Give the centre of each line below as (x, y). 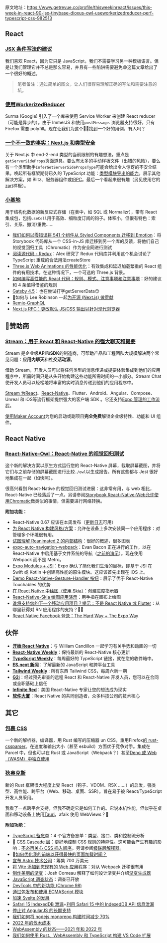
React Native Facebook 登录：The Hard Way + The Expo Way (75, 616)
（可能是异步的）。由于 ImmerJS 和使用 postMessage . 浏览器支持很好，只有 (80, 122)
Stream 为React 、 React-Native (37, 393)
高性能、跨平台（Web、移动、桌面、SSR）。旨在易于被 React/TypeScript (88, 791)
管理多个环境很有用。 (34, 534)
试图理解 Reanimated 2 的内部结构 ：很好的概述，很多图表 (71, 541)
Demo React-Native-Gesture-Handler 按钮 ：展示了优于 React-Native (83, 578)
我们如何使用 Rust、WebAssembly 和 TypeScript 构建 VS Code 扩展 (82, 935)
